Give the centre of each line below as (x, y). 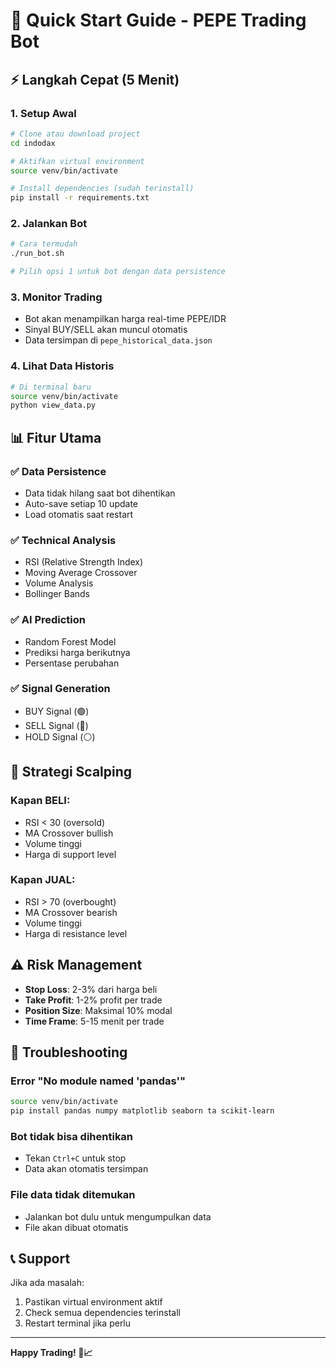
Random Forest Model (70, 641)
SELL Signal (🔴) (56, 725)
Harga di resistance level (76, 933)
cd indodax (33, 143)
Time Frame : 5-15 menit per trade (94, 1021)
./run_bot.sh (37, 254)
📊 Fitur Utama (56, 437)
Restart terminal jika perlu (78, 1323)
